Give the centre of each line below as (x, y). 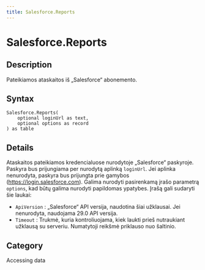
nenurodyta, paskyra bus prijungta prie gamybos (68, 176)
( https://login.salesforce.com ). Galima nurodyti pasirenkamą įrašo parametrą (103, 182)
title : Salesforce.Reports (41, 12)
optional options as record (53, 124)
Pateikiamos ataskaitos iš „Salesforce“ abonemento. (72, 80)
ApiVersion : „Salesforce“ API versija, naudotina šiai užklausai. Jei (98, 207)
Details (20, 148)
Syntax (20, 99)
